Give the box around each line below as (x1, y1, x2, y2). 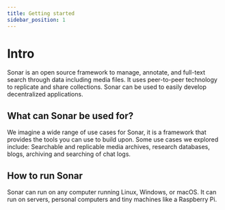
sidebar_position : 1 (7, 16, 66, 23)
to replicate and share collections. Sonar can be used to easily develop (7, 83, 207, 91)
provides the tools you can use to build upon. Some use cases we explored (7, 135, 219, 144)
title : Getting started (7, 10, 75, 17)
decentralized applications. (7, 90, 83, 99)
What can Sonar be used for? (7, 110, 134, 122)
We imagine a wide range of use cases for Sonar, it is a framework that (7, 128, 207, 137)
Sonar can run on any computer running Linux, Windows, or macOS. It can (7, 188, 217, 196)
